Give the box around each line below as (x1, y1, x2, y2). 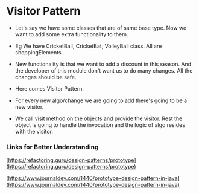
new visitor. (14, 103, 44, 110)
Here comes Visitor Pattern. (14, 85, 84, 92)
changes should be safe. (14, 73, 77, 80)
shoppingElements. (14, 48, 63, 56)
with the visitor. (14, 128, 53, 135)
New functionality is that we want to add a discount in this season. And (14, 60, 192, 68)
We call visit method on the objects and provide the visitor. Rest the (14, 115, 183, 122)
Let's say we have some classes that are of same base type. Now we (14, 24, 187, 31)
